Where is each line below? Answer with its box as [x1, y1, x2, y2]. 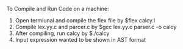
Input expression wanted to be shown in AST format [15, 36, 146, 43]
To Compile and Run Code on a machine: [6, 5, 109, 12]
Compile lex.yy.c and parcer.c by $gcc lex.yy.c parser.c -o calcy [15, 24, 177, 30]
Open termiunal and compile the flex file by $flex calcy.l [15, 17, 156, 24]
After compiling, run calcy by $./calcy [15, 30, 110, 37]
